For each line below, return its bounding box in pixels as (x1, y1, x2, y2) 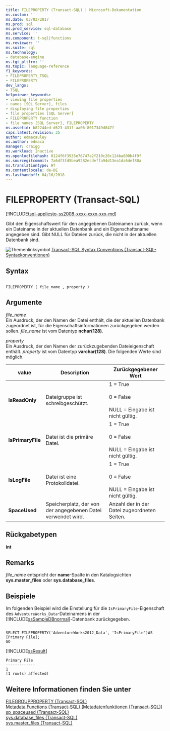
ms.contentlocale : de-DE (6, 168, 58, 173)
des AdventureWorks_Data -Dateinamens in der (6, 611, 100, 617)
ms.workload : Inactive (6, 149, 53, 154)
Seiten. (108, 513, 126, 520)
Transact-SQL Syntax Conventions (51, 247, 123, 253)
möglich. (6, 354, 24, 360)
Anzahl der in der (108, 500, 150, 507)
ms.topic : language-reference (6, 64, 70, 69)
